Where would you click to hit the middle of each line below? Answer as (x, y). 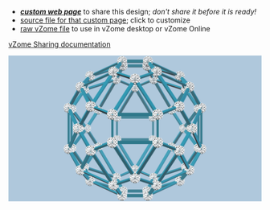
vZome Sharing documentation (59, 44)
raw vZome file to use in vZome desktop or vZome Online (115, 29)
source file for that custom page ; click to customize (105, 20)
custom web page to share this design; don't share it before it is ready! (138, 12)
